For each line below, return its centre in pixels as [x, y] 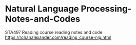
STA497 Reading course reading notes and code [54, 32]
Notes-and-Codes [43, 19]
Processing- [106, 9]
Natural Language [42, 9]
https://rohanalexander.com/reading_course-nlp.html [58, 37]
